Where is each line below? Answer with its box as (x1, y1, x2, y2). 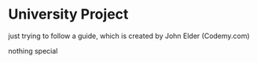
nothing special (8, 46, 58, 55)
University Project (8, 5, 129, 23)
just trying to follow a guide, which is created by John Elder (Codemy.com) (8, 31, 250, 40)
